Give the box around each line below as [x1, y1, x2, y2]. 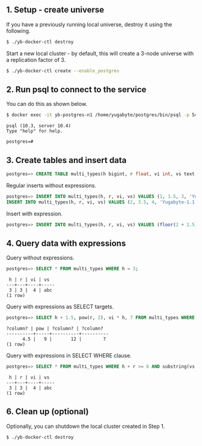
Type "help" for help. [6, 128, 63, 134]
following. [6, 27, 31, 34]
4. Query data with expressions [6, 238, 126, 249]
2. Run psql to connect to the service [6, 84, 147, 94]
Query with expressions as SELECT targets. [6, 303, 114, 311]
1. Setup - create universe [6, 5, 105, 15]
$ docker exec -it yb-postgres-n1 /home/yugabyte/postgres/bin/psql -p [6, 112, 189, 118]
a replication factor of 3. [6, 56, 66, 63]
